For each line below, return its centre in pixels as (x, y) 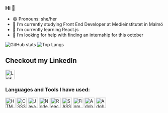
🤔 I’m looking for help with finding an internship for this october (78, 35)
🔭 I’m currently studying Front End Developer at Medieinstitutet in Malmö (88, 24)
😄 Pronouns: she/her (34, 19)
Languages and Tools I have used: (48, 90)
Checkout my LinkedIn (41, 61)
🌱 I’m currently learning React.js (46, 30)
